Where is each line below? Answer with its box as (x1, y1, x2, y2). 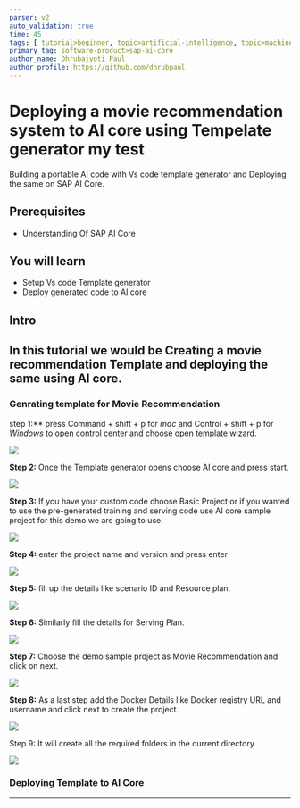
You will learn (9, 254, 87, 269)
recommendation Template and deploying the (9, 357, 269, 372)
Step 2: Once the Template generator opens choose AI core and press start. (9, 462, 289, 472)
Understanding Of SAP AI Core (21, 228, 136, 238)
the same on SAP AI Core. (9, 178, 104, 188)
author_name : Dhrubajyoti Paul (9, 54, 126, 63)
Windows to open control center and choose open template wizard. (9, 428, 257, 438)
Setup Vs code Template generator (21, 278, 151, 288)
